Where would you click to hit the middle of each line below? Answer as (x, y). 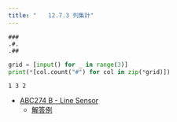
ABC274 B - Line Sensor (59, 101)
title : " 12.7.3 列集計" (51, 15)
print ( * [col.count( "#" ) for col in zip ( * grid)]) (89, 72)
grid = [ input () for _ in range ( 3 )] (68, 65)
